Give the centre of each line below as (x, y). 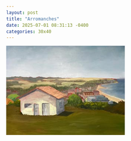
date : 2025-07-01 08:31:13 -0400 (47, 25)
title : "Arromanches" (33, 19)
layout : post (22, 12)
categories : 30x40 (29, 32)
